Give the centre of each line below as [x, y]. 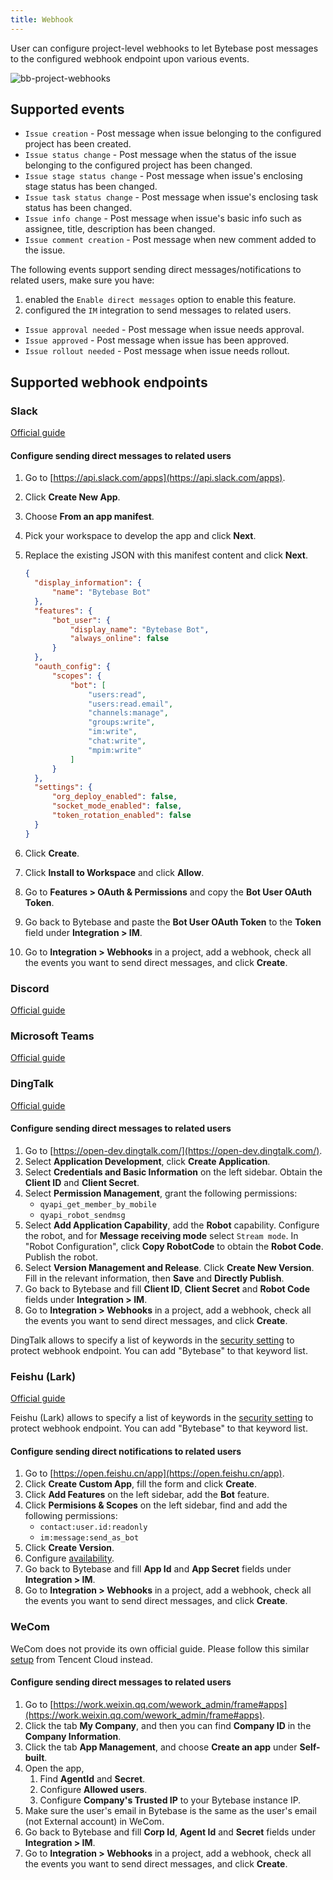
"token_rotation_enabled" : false [121, 816]
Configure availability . [69, 1558]
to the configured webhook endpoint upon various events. [130, 58]
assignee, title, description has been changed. [120, 229]
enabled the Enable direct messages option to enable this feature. [160, 300]
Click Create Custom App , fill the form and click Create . [140, 1484]
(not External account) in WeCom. [94, 1821]
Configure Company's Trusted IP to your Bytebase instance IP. [170, 1800]
